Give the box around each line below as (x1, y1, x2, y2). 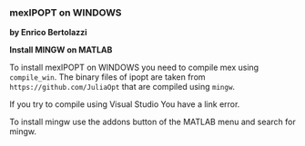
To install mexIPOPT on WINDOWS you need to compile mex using (9, 62, 259, 73)
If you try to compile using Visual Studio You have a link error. (9, 99, 240, 110)
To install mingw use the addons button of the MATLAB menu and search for (9, 116, 296, 128)
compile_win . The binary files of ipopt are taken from (9, 72, 207, 83)
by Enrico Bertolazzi (9, 27, 88, 38)
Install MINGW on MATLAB (9, 44, 113, 55)
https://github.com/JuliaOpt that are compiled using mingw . (9, 82, 235, 92)
